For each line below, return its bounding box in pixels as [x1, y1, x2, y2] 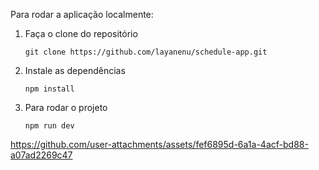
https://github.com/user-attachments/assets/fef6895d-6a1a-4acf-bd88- [10, 139, 309, 150]
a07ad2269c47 [10, 149, 73, 161]
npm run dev [24, 121, 75, 131]
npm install [24, 84, 75, 94]
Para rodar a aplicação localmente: [10, 9, 154, 20]
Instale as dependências [24, 65, 126, 76]
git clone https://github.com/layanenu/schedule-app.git [24, 47, 268, 57]
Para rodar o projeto [24, 102, 108, 113]
